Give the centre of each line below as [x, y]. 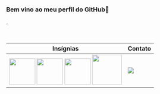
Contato [139, 49]
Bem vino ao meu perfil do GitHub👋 [58, 10]
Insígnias [66, 49]
